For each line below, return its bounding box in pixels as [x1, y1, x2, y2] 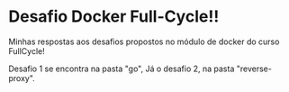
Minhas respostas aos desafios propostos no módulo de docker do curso [8, 36, 280, 47]
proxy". [8, 72, 35, 83]
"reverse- [236, 63, 272, 74]
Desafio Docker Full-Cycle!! [8, 6, 220, 27]
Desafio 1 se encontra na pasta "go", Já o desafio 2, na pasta [8, 63, 235, 74]
